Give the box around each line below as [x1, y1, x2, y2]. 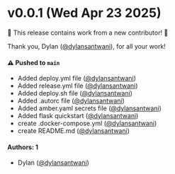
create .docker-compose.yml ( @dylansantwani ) [17, 119, 157, 128]
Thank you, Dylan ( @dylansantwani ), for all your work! [7, 42, 166, 50]
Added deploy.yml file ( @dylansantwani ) [17, 74, 137, 83]
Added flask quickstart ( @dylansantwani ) [17, 112, 139, 120]
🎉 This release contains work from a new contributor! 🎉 [7, 28, 169, 37]
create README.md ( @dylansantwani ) [17, 127, 130, 135]
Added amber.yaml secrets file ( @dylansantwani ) [17, 104, 162, 112]
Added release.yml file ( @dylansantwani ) [17, 81, 138, 90]
